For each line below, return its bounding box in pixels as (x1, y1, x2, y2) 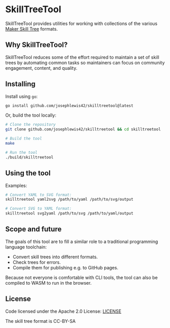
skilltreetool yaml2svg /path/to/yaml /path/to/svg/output (5, 197, 134, 202)
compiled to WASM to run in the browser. (5, 280, 92, 286)
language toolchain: (5, 243, 47, 250)
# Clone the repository (5, 122, 56, 127)
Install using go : (5, 93, 38, 99)
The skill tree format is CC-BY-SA (5, 318, 76, 324)
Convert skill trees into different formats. (12, 254, 98, 260)
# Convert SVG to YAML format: (5, 206, 72, 211)
